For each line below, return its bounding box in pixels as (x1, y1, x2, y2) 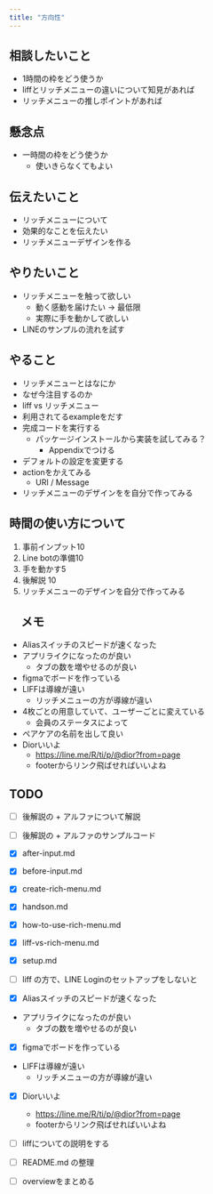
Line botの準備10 (21, 553, 84, 563)
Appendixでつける (48, 444, 115, 455)
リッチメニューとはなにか (21, 377, 116, 388)
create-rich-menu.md (21, 883, 102, 894)
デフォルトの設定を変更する (21, 456, 124, 466)
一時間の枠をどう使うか (21, 149, 108, 160)
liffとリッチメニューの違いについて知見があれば (21, 85, 195, 95)
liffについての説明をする (21, 1138, 109, 1149)
